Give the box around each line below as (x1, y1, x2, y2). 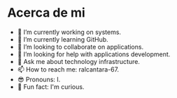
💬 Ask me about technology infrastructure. (17, 57, 140, 65)
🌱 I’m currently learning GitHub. (17, 35, 108, 43)
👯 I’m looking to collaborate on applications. (17, 42, 144, 51)
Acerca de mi (7, 5, 85, 21)
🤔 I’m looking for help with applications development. (17, 50, 171, 58)
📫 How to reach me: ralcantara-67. (17, 65, 120, 74)
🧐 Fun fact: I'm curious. (17, 82, 85, 91)
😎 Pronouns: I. (17, 75, 61, 83)
